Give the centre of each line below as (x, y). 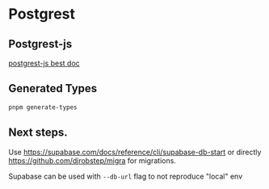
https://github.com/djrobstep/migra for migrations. (92, 160)
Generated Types (53, 88)
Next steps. (38, 133)
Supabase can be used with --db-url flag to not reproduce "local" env (126, 176)
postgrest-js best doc (44, 63)
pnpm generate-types (43, 107)
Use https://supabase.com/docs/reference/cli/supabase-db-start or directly (135, 152)
